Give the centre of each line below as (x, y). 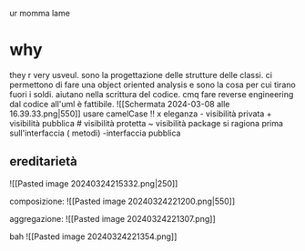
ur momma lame (40, 13)
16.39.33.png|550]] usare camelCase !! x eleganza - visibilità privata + (141, 114)
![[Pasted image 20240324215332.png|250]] (94, 183)
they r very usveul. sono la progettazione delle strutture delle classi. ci (141, 75)
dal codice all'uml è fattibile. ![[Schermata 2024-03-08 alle (120, 104)
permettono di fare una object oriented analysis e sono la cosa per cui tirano (152, 85)
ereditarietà (43, 161)
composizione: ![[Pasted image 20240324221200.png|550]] (122, 201)
